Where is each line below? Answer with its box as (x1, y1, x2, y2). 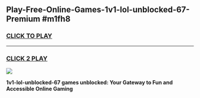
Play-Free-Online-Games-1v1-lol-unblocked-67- (6, 5, 190, 15)
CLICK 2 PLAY (6, 54, 48, 62)
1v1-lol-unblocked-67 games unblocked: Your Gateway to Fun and (6, 78, 173, 86)
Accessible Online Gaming (6, 85, 73, 92)
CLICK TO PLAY (6, 32, 52, 40)
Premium (6, 14, 40, 24)
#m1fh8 (42, 14, 71, 24)
